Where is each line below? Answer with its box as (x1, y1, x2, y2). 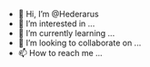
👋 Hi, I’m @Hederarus (17, 9, 99, 19)
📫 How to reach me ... (17, 48, 103, 58)
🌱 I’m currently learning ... (17, 28, 115, 38)
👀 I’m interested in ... (17, 18, 95, 29)
